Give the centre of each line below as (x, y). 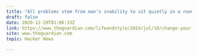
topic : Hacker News (30, 39)
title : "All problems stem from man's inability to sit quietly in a (93, 11)
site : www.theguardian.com (39, 34)
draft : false (22, 17)
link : (13, 28)
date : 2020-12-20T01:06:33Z (41, 22)
